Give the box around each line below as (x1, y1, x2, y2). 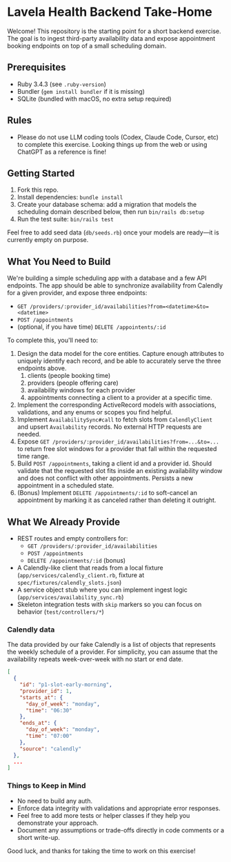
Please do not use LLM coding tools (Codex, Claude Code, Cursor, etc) (17, 132, 219, 141)
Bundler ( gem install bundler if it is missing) (17, 87, 145, 95)
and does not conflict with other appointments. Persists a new (17, 474, 194, 483)
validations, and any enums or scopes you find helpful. (17, 408, 173, 417)
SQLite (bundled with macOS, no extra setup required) (17, 94, 172, 103)
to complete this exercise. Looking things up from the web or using (17, 140, 208, 148)
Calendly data (7, 625, 55, 634)
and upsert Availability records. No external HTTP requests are (17, 423, 202, 431)
